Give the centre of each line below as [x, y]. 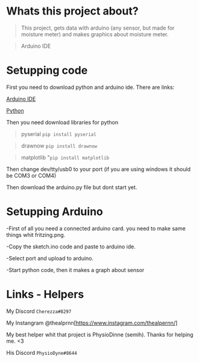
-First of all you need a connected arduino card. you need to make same [96, 228]
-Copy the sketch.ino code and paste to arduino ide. [71, 247]
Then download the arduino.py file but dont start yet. [72, 187]
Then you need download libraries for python [62, 122]
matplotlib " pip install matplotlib [65, 157]
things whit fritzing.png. [36, 234]
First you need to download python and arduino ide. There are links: [90, 87]
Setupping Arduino [55, 212]
